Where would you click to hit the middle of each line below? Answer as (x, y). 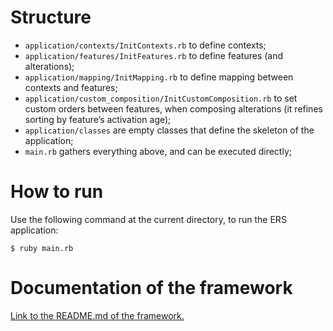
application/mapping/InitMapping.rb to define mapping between (159, 77)
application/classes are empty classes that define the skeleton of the (169, 130)
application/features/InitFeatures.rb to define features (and (154, 55)
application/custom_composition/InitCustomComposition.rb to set (161, 98)
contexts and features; (71, 87)
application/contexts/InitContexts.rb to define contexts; (145, 45)
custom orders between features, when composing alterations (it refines (173, 108)
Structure (51, 17)
